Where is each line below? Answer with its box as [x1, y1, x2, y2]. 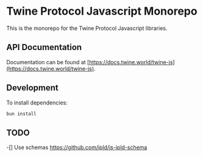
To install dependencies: [6, 99, 68, 106]
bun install [6, 111, 37, 117]
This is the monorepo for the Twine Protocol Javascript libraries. [6, 24, 168, 32]
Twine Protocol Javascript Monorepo [6, 4, 198, 18]
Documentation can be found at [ [6, 58, 90, 65]
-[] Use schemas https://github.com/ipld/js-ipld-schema [6, 144, 148, 151]
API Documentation [6, 42, 82, 53]
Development [6, 82, 59, 93]
